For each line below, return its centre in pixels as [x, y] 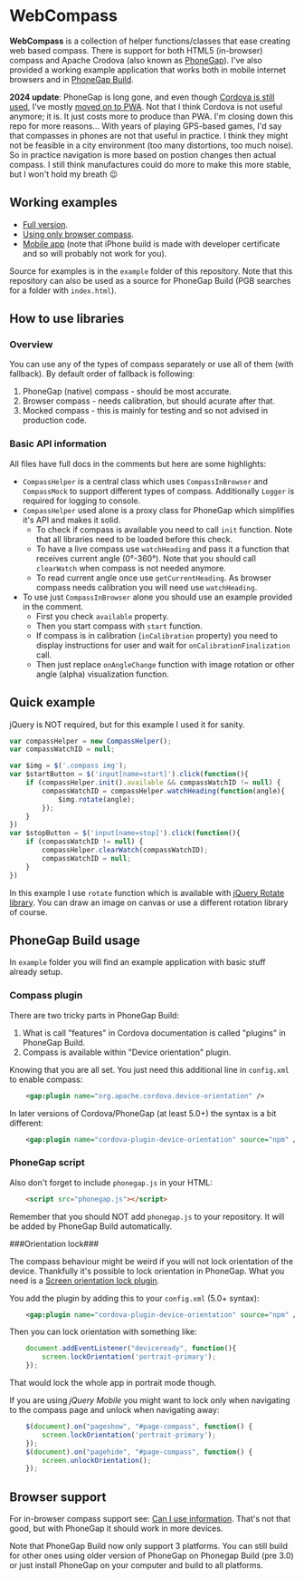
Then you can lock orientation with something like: [103, 1332]
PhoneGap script [47, 1163]
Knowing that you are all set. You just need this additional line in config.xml [149, 1069]
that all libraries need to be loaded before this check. [134, 539]
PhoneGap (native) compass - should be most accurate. [127, 392]
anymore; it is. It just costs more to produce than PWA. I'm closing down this [152, 116]
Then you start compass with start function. [119, 626]
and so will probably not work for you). [95, 253]
